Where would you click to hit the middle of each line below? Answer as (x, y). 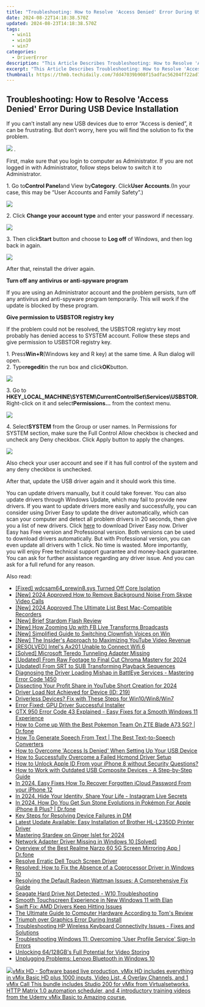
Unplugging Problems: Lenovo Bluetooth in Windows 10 (85, 959)
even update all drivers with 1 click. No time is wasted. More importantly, (97, 545)
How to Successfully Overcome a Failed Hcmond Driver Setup (93, 757)
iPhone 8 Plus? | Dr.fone (45, 809)
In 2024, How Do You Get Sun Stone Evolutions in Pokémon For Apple (103, 803)
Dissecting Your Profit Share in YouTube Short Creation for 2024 (96, 686)
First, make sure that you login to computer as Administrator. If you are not (100, 161)
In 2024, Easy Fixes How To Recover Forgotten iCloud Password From (103, 783)
